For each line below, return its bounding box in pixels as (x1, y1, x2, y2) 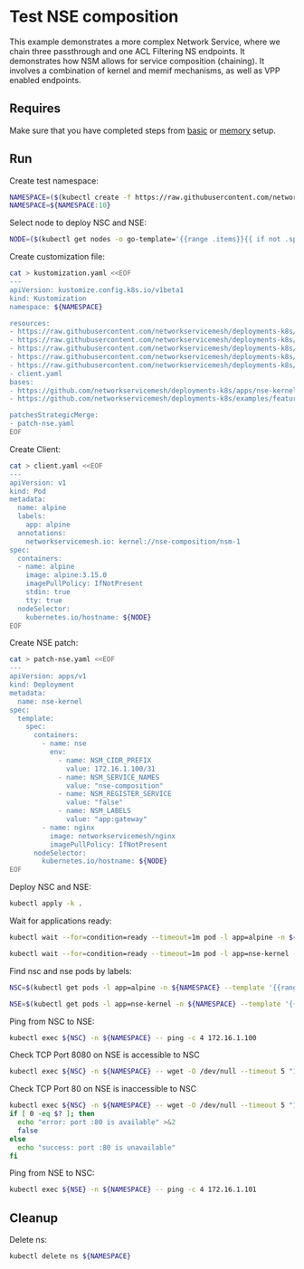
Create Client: (9, 443, 62, 454)
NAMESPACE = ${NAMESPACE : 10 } (9, 201, 111, 210)
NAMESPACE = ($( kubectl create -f (9, 193, 131, 202)
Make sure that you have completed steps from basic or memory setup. (9, 125, 276, 136)
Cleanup (9, 1210, 59, 1226)
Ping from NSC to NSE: (9, 1016, 95, 1027)
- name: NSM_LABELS (57, 807, 131, 816)
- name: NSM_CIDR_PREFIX (57, 755, 152, 765)
